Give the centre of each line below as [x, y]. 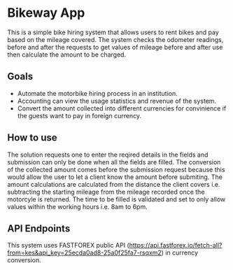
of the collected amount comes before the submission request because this [116, 169]
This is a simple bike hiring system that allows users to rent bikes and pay [113, 32]
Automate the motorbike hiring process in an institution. [97, 93]
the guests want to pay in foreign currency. [79, 115]
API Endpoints [39, 228]
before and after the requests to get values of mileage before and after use [115, 47]
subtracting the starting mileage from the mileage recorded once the [106, 192]
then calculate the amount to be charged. [67, 55]
